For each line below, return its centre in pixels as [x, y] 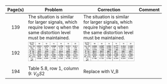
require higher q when [106, 27]
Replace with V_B [101, 71]
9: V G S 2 [37, 74]
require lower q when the [54, 27]
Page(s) [15, 9]
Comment [149, 9]
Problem [54, 9]
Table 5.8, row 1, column [53, 68]
